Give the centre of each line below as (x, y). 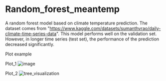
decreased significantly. (30, 44)
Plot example (18, 54)
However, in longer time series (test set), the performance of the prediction (82, 39)
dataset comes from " (27, 28)
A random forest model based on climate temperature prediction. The (77, 23)
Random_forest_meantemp (63, 9)
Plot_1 (11, 63)
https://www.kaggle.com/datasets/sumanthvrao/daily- (105, 28)
